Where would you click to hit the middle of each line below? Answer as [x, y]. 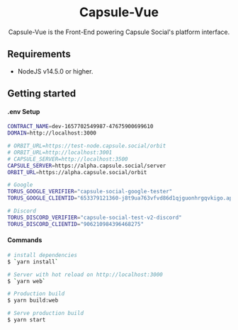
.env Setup [24, 111]
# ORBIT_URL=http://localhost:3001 [60, 152]
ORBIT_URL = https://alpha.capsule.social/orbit [77, 172]
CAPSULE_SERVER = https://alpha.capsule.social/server [87, 166]
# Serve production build [45, 313]
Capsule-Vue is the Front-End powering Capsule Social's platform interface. [119, 32]
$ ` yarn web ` [27, 281]
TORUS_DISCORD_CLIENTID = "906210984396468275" [75, 224]
